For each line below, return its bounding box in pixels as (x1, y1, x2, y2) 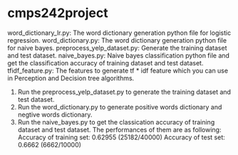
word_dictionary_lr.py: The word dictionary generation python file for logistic (7, 28, 232, 37)
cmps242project (7, 5, 108, 21)
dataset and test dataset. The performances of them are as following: (17, 125, 222, 134)
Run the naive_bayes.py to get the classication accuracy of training (17, 117, 215, 126)
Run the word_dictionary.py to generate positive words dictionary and (17, 102, 222, 111)
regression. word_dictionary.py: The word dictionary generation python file (7, 36, 227, 44)
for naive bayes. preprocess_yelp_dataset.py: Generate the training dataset (7, 43, 227, 52)
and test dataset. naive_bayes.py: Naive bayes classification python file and (7, 51, 230, 60)
